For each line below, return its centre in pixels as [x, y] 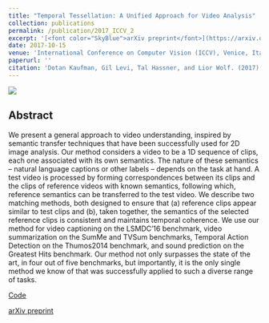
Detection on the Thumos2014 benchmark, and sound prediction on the [126, 245]
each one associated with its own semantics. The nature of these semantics [133, 160]
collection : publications [51, 23]
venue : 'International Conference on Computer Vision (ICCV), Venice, [128, 53]
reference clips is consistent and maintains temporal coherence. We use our [134, 220]
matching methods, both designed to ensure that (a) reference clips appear [132, 203]
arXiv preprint [31, 310]
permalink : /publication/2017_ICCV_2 [71, 30]
